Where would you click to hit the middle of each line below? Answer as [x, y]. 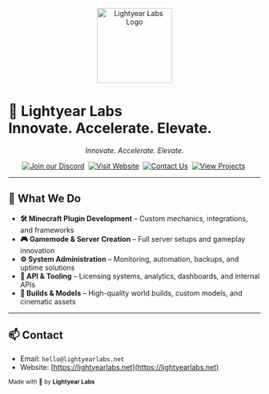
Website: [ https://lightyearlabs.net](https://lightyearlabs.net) [119, 367]
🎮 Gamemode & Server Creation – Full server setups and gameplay [132, 239]
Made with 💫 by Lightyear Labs [52, 382]
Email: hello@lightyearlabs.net [72, 358]
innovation [37, 250]
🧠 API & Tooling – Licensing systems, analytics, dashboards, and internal [140, 275]
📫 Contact [36, 335]
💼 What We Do [45, 199]
